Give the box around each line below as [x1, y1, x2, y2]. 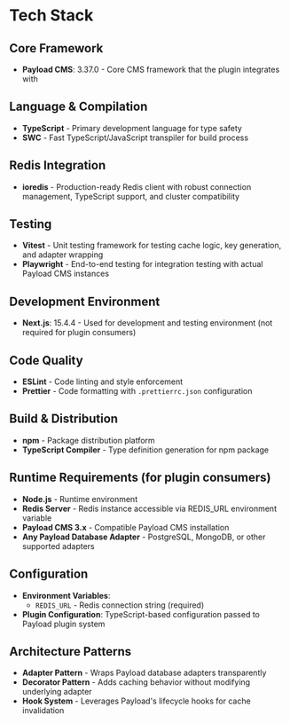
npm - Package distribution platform [21, 435, 155, 445]
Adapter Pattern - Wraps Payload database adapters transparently [21, 667, 267, 679]
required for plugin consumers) [21, 327, 137, 338]
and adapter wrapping [21, 249, 104, 260]
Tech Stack [9, 5, 94, 26]
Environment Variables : [21, 590, 111, 601]
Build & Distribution [9, 412, 118, 427]
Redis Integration [9, 158, 106, 173]
